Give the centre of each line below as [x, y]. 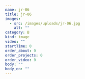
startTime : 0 [18, 46]
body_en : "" [17, 69]
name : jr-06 [17, 10]
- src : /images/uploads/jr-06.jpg [45, 23]
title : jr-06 [18, 14]
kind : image [17, 37]
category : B [17, 32]
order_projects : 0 [24, 55]
